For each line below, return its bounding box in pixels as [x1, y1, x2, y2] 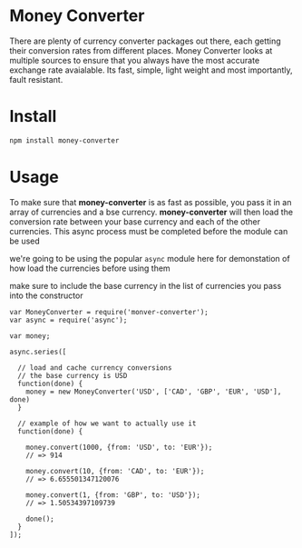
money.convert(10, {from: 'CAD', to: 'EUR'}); [25, 466, 205, 475]
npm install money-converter [9, 135, 120, 145]
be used [9, 235, 41, 246]
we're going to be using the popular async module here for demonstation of [9, 253, 290, 264]
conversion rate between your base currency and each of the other [9, 215, 261, 227]
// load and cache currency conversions [17, 363, 172, 373]
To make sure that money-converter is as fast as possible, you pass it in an [9, 196, 292, 207]
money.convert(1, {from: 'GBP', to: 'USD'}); [25, 490, 201, 500]
